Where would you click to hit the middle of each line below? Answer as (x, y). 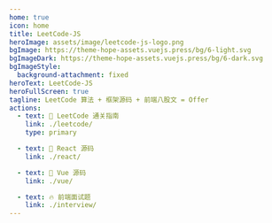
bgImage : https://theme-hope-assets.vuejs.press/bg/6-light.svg (130, 50)
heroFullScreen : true (49, 91)
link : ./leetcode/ (59, 125)
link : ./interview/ (61, 205)
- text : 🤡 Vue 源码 (52, 173)
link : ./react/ (53, 157)
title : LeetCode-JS (45, 34)
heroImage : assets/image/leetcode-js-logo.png (97, 42)
